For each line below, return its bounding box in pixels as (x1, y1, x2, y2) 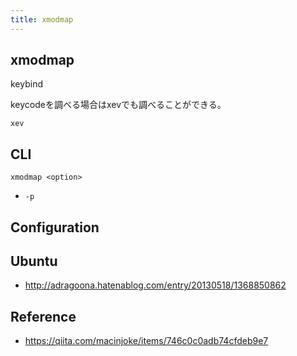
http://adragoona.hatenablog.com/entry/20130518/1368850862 (24, 279, 287, 291)
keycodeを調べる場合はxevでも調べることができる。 (10, 99, 227, 111)
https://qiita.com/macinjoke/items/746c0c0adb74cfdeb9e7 (24, 335, 269, 347)
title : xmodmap (10, 14, 74, 25)
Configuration (10, 219, 100, 236)
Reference (10, 308, 77, 325)
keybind (10, 78, 44, 90)
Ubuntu (10, 253, 58, 270)
